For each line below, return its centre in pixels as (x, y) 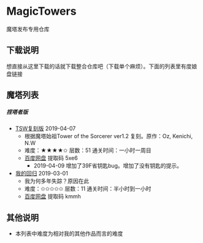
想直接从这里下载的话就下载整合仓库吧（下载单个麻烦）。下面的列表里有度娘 (102, 66)
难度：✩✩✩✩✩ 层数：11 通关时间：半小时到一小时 (88, 189)
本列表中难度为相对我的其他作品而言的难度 (69, 233)
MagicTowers (41, 11)
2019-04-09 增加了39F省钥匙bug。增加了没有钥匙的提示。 (108, 166)
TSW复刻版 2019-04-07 (45, 129)
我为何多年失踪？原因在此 (57, 181)
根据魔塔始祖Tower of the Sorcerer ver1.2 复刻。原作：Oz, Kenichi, (109, 136)
